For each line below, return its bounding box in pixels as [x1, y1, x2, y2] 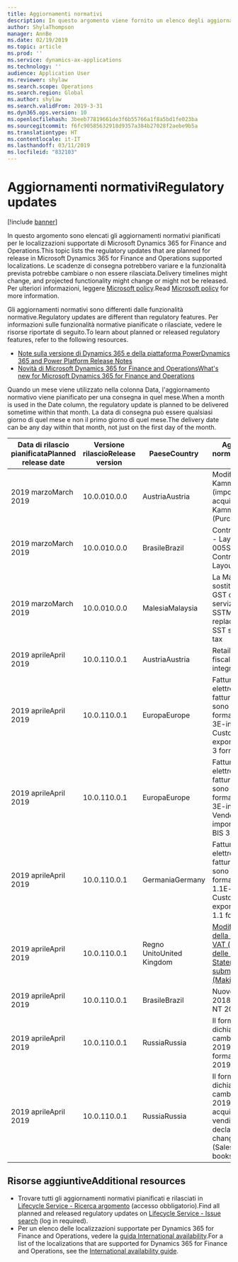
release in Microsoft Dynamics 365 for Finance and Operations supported [7, 254, 222, 262]
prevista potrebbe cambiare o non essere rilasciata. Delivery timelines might [7, 268, 228, 277]
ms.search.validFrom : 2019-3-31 [7, 103, 103, 110]
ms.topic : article [7, 43, 62, 50]
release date [22, 457, 65, 467]
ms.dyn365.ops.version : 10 [7, 109, 87, 116]
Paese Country [149, 448, 199, 458]
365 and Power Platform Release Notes [17, 356, 132, 365]
